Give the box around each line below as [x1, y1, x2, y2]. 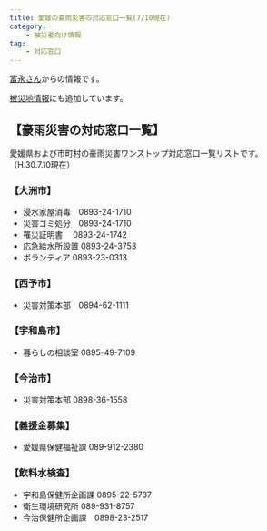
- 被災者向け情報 [25, 30, 82, 39]
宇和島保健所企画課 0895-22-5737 [22, 489, 153, 500]
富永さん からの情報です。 [9, 74, 104, 85]
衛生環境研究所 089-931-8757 [22, 500, 135, 511]
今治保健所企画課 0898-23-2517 [22, 512, 149, 523]
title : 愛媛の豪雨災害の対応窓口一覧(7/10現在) [9, 13, 171, 23]
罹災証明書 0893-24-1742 [22, 230, 127, 240]
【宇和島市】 [9, 324, 66, 337]
